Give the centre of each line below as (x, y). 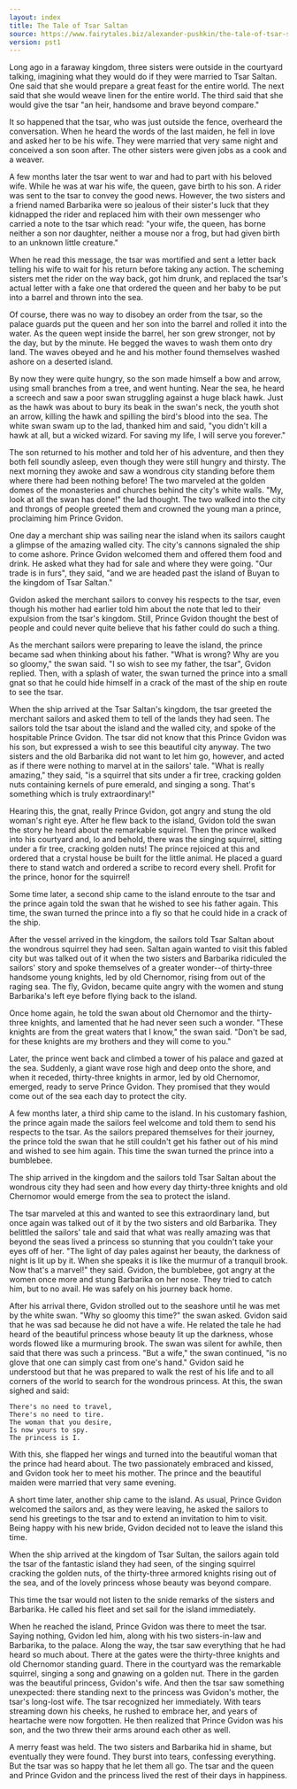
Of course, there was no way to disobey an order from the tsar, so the (136, 314)
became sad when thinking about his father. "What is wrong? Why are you (144, 654)
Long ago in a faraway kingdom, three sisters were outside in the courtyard (146, 67)
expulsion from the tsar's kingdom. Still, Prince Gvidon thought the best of (144, 619)
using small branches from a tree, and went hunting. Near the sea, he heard (147, 388)
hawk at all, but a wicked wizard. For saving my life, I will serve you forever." (148, 436)
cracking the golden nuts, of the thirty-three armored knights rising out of (143, 1574)
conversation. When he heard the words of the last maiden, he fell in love (142, 132)
